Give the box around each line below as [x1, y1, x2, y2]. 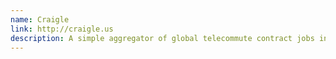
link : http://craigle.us [10, 24, 114, 34]
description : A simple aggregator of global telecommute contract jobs [10, 33, 315, 43]
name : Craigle [10, 14, 70, 25]
